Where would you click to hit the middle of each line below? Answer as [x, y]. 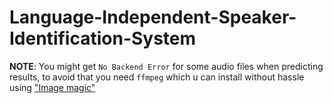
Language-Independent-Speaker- [153, 17]
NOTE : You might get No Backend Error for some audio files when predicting [166, 66]
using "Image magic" [52, 87]
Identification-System [103, 38]
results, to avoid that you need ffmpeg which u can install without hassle [157, 77]
